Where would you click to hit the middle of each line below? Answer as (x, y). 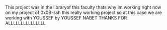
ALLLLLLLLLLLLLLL (26, 23)
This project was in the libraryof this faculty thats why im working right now (83, 7)
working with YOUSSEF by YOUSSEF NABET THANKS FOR (66, 18)
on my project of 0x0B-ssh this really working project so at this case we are (83, 12)
